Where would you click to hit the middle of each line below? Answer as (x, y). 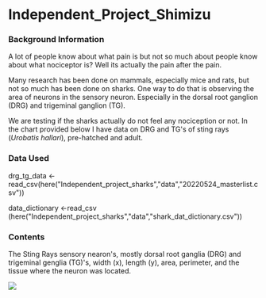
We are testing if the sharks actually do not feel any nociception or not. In (128, 121)
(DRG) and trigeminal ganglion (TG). (67, 105)
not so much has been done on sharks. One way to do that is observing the (131, 89)
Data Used (29, 159)
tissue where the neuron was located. (70, 271)
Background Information (56, 40)
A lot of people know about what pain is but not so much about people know (133, 56)
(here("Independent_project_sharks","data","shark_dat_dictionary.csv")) (125, 216)
